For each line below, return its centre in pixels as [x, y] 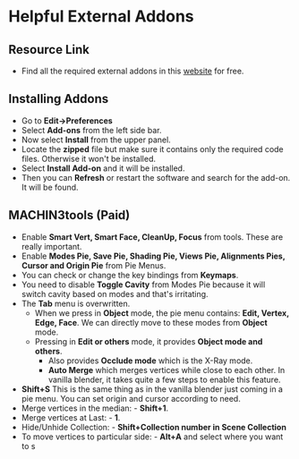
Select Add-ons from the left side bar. [91, 130]
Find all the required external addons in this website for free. [132, 71]
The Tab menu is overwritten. [76, 303]
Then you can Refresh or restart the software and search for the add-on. [156, 177]
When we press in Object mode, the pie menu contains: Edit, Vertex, [162, 313]
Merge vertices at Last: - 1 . [71, 417]
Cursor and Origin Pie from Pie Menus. [94, 265]
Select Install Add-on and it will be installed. [103, 168]
